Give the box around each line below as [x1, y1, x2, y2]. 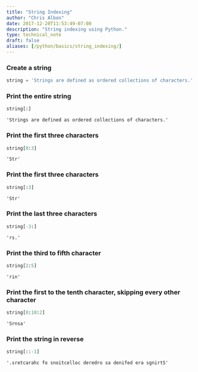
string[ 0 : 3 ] [6, 145, 37, 151]
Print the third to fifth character [6, 249, 101, 257]
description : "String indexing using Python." [6, 26, 128, 33]
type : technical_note [6, 32, 62, 38]
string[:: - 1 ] [6, 349, 40, 355]
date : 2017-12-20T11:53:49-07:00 [6, 20, 92, 26]
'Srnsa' [6, 320, 26, 327]
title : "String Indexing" [6, 9, 72, 15]
